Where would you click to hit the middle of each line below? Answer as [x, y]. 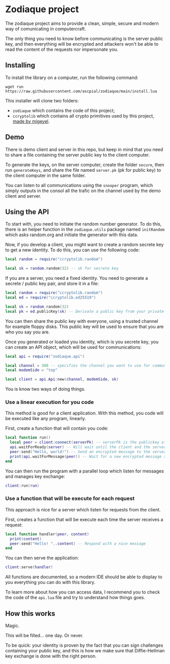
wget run [14, 87]
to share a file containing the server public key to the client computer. [78, 155]
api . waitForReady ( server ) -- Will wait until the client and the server [88, 447]
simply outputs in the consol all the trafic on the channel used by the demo [83, 191]
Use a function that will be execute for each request [70, 499]
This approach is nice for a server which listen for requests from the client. [83, 509]
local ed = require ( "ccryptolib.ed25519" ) [51, 298]
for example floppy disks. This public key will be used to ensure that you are [84, 326]
